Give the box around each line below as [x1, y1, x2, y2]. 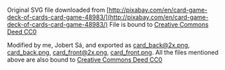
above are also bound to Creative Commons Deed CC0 [7, 56, 163, 64]
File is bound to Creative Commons [109, 21, 209, 28]
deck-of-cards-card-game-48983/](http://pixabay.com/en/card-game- [7, 13, 209, 21]
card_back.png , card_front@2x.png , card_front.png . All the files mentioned [7, 48, 219, 56]
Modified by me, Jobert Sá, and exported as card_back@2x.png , [7, 41, 190, 49]
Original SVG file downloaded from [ [7, 6, 109, 14]
